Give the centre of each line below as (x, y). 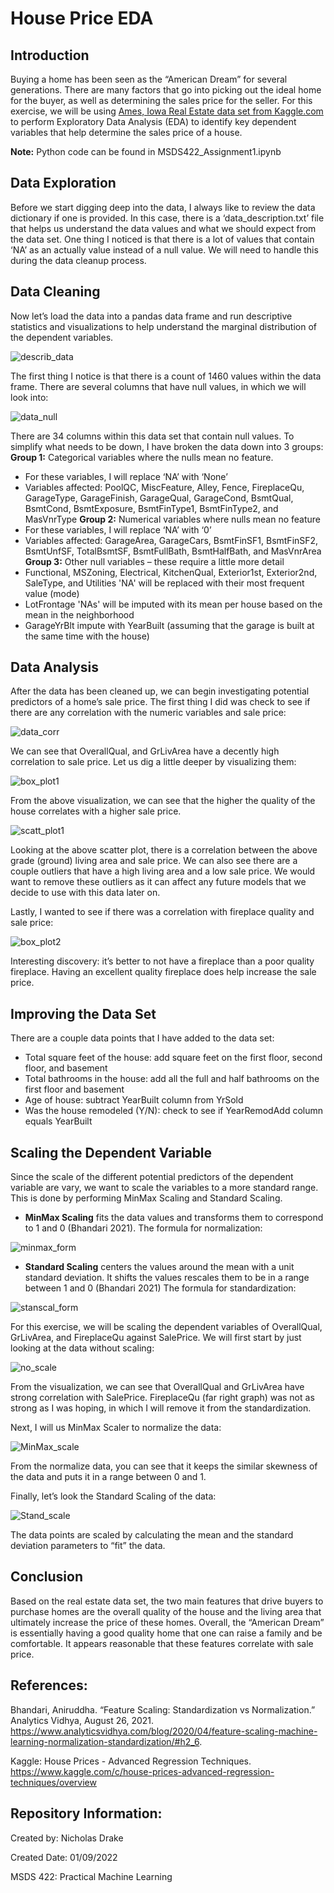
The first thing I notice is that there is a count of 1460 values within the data (166, 376)
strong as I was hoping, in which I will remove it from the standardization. (161, 1408)
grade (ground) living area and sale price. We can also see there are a (154, 861)
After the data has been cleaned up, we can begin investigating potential (160, 691)
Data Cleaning (55, 292)
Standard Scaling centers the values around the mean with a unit (159, 1267)
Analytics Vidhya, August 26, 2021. (82, 1720)
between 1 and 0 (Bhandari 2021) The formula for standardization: (160, 1288)
